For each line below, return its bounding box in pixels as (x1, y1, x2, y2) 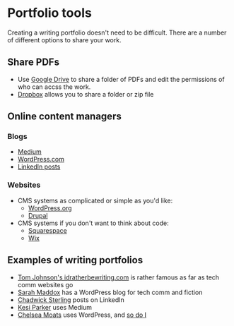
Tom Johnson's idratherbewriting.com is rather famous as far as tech (17, 273, 220, 282)
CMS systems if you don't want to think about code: (17, 219, 169, 227)
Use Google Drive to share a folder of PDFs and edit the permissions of (17, 75, 225, 83)
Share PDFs (7, 56, 60, 68)
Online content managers (7, 111, 122, 123)
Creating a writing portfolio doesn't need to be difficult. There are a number (7, 28, 227, 37)
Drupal (28, 211, 48, 219)
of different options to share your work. (7, 35, 122, 44)
